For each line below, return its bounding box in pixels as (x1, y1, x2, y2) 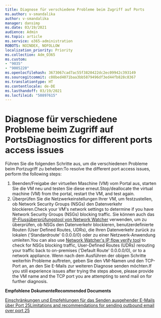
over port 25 (5, 308, 30, 314)
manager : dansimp (5, 20, 40, 26)
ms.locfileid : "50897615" (5, 93, 57, 98)
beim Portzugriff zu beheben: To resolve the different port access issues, (5, 166, 151, 172)
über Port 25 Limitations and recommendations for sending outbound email (5, 302, 155, 308)
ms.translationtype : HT (5, 79, 54, 84)
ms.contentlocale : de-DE (5, 84, 55, 89)
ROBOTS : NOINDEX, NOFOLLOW (5, 43, 60, 48)
